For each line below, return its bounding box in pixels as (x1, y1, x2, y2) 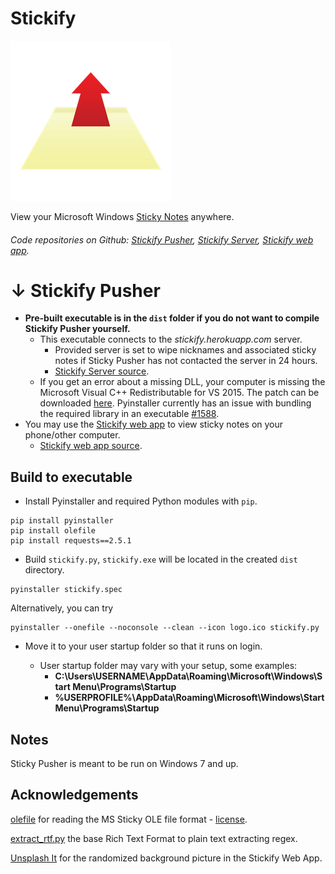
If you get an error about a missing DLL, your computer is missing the (39, 376, 326, 388)
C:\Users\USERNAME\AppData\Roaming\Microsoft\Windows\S (54, 670, 323, 682)
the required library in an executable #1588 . (39, 408, 220, 420)
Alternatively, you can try (10, 602, 114, 614)
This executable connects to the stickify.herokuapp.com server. (39, 333, 303, 346)
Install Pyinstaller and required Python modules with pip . (24, 495, 258, 507)
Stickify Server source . (54, 365, 150, 377)
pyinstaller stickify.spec (10, 585, 123, 595)
